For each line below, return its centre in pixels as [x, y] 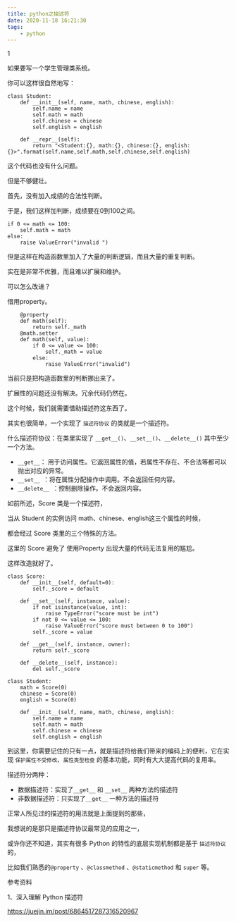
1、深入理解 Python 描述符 [45, 897]
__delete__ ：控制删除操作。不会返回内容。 [81, 488]
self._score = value [63, 632]
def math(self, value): [55, 340]
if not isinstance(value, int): [80, 608]
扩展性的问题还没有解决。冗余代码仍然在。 [69, 393]
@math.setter [39, 333]
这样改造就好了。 [32, 563]
